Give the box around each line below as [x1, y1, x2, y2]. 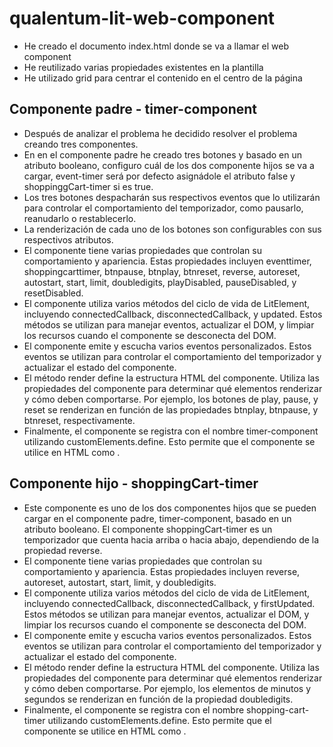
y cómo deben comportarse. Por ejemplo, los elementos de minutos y [23, 682, 312, 694]
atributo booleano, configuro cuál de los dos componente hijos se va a [23, 159, 315, 171]
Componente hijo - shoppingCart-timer [9, 475, 259, 492]
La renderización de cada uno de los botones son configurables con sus [23, 223, 322, 235]
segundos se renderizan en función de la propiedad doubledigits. [23, 693, 294, 705]
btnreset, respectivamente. [23, 414, 136, 426]
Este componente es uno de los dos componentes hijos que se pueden [23, 502, 317, 514]
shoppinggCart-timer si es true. [23, 180, 154, 192]
